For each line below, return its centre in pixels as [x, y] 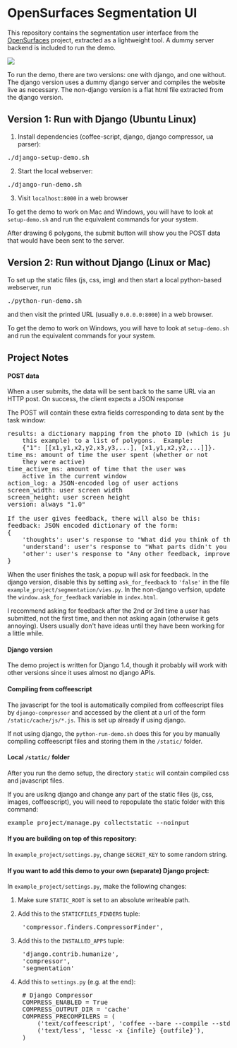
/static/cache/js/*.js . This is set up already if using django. [97, 720]
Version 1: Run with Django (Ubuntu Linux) [102, 119]
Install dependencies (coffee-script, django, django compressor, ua [115, 137]
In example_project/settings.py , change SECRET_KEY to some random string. [117, 854]
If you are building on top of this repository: [72, 839]
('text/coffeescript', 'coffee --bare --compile [123, 1024]
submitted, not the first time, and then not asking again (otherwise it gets [113, 618]
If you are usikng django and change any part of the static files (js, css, [110, 794]
